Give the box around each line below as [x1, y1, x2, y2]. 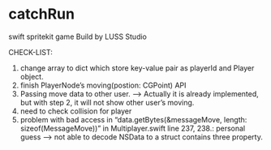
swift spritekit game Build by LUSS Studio [8, 32, 148, 41]
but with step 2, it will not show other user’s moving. [19, 97, 195, 107]
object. [19, 71, 44, 81]
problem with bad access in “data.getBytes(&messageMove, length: [19, 114, 247, 124]
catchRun [8, 5, 75, 24]
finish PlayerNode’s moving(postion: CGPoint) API [19, 80, 187, 90]
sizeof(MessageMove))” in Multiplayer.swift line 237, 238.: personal [19, 123, 246, 133]
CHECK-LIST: [8, 47, 53, 57]
